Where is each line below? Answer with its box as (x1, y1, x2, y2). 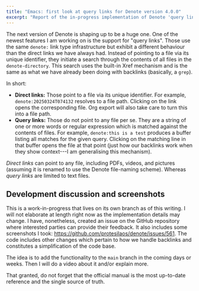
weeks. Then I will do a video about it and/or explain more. (6, 260, 149, 267)
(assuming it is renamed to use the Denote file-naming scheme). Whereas (6, 165, 187, 172)
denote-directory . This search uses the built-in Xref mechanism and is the (6, 62, 188, 69)
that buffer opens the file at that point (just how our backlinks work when (14, 142, 193, 149)
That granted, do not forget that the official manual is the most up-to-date (6, 272, 186, 279)
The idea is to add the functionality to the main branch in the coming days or (6, 254, 191, 261)
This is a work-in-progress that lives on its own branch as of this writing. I (6, 205, 185, 212)
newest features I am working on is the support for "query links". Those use (6, 37, 191, 44)
